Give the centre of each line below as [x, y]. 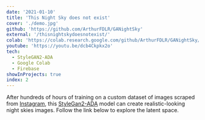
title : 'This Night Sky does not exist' [59, 18]
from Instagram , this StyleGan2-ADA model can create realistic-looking [96, 104]
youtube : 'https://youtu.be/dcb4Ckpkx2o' [60, 46]
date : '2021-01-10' [31, 12]
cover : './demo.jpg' [33, 23]
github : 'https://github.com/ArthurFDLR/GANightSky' [75, 29]
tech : [13, 52]
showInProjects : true [34, 74]
